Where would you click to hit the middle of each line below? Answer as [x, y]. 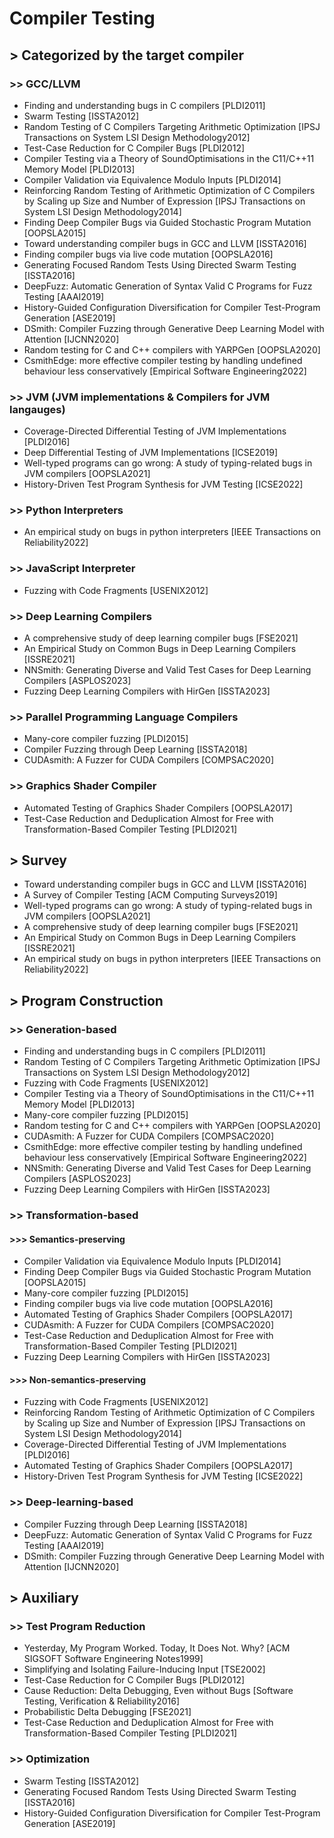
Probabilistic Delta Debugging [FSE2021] [107, 1712]
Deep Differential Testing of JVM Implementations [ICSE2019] [151, 453]
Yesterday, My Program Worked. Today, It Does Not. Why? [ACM [157, 1648]
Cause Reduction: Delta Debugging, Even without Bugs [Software [158, 1691]
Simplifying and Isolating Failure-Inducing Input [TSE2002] [144, 1669]
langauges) [37, 409]
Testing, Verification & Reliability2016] [102, 1701]
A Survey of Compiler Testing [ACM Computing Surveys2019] [150, 895]
